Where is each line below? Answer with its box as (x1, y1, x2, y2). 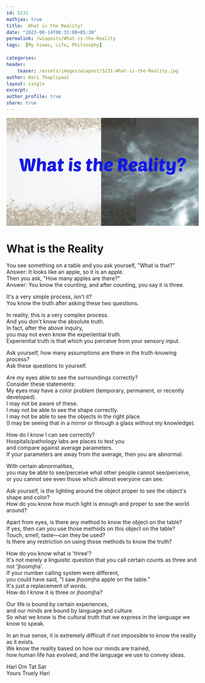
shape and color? (6, 494, 50, 501)
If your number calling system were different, (6, 569, 120, 577)
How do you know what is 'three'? (6, 550, 92, 557)
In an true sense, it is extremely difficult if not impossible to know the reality (6, 632, 196, 639)
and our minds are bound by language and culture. (6, 607, 134, 615)
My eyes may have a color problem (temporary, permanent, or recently (6, 387, 184, 394)
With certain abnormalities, (6, 463, 74, 470)
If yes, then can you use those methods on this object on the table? (6, 525, 176, 532)
